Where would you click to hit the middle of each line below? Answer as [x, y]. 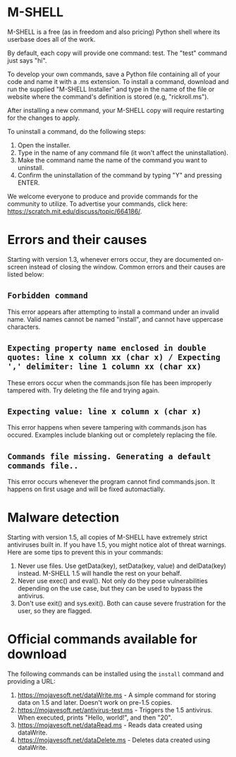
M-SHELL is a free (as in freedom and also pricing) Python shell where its [114, 32]
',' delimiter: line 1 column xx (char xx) [105, 367]
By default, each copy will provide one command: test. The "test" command [117, 53]
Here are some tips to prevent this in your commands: [85, 552]
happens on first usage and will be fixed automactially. [86, 489]
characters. [24, 327]
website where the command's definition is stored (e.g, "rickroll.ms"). [108, 97]
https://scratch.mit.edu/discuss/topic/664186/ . [75, 211]
